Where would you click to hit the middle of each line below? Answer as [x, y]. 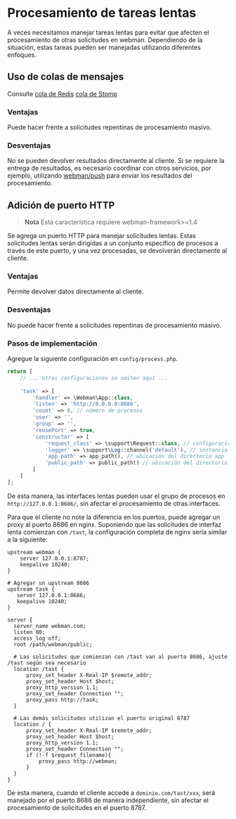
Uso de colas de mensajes [66, 77]
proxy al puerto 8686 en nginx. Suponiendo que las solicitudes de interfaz [114, 524]
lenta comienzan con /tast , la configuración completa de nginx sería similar [117, 532]
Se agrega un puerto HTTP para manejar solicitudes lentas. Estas [102, 236]
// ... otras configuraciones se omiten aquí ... [94, 378]
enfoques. [22, 55]
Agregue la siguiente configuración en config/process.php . [93, 359]
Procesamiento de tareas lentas [102, 13]
